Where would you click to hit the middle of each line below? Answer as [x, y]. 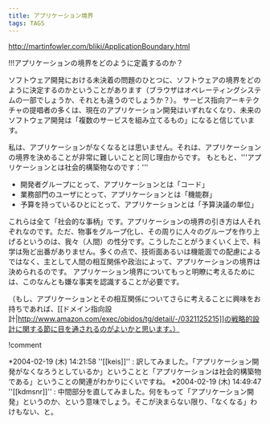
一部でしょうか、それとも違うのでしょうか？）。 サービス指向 [123, 100]
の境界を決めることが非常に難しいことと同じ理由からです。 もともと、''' [128, 157]
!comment [25, 344]
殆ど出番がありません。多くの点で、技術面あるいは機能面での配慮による [141, 251]
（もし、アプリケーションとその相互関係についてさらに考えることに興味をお [135, 299]
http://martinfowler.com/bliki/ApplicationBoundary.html [99, 46]
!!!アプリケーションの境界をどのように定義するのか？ [96, 63]
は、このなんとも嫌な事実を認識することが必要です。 [96, 281]
